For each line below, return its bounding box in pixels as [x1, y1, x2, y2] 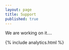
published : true [5, 16, 38, 21]
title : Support [5, 12, 36, 17]
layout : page [5, 7, 32, 12]
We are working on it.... [5, 30, 52, 36]
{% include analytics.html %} [5, 40, 64, 46]
